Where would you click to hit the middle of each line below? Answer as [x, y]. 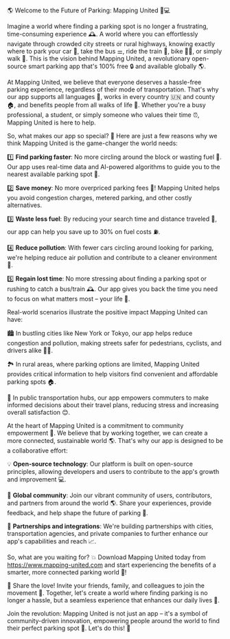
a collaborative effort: [37, 451]
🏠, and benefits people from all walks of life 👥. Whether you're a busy [106, 105]
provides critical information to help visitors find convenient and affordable [113, 374]
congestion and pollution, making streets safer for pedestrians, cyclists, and [114, 343]
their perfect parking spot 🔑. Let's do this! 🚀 [69, 628]
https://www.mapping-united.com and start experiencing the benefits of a [112, 565]
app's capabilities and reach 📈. [52, 541]
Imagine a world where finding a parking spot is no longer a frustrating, [108, 26]
